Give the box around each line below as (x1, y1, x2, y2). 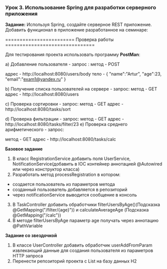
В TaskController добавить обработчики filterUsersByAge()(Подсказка (12, 201, 161, 207)
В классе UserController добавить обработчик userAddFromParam (12, 242, 153, 248)
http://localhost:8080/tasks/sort (5, 106, 71, 112)
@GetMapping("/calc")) (12, 212, 61, 218)
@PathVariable (12, 223, 43, 229)
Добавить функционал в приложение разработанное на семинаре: (5, 27, 148, 33)
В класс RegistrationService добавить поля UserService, (12, 155, 131, 161)
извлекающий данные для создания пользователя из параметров (12, 247, 154, 253)
